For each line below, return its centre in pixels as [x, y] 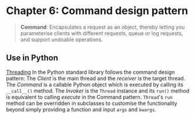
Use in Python [32, 58]
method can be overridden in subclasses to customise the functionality [92, 103]
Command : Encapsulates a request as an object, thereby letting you [102, 27]
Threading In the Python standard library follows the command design [90, 72]
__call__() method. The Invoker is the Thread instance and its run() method [97, 91]
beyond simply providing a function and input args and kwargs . [81, 109]
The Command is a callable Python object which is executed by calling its [95, 84]
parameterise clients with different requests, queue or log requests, [102, 33]
